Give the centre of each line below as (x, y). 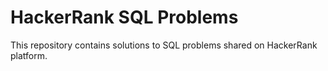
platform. (29, 55)
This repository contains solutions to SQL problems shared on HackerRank (164, 45)
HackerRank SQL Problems (124, 17)
